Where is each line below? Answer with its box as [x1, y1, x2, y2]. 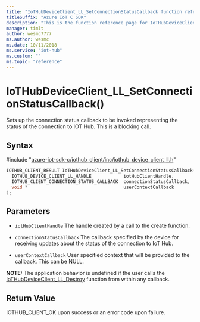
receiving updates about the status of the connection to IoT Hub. [14, 240, 174, 247]
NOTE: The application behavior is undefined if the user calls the [6, 270, 165, 277]
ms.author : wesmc [6, 36, 49, 42]
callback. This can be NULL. [14, 258, 85, 265]
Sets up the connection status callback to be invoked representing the [6, 117, 178, 124]
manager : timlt [6, 25, 44, 32]
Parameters [6, 206, 51, 216]
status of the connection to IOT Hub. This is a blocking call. [6, 123, 151, 130]
